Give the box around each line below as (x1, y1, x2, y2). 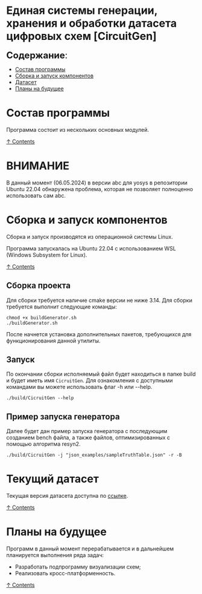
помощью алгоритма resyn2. (6, 440, 81, 448)
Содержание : (6, 49, 68, 61)
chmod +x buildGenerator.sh (6, 315, 77, 321)
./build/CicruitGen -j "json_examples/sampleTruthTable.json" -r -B (6, 452, 182, 459)
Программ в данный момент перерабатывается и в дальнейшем (6, 545, 174, 552)
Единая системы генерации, (6, 4, 158, 18)
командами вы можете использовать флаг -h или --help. (6, 383, 153, 391)
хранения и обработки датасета (6, 16, 177, 30)
